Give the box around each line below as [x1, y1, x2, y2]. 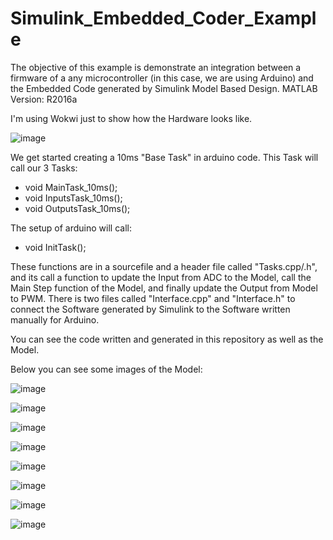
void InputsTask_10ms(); [24, 192, 123, 204]
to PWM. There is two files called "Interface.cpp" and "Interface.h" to [10, 292, 296, 304]
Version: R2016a [10, 93, 78, 105]
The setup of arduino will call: [10, 222, 132, 234]
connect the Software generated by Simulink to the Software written [10, 303, 291, 315]
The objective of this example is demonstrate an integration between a [10, 61, 302, 73]
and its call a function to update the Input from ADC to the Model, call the [10, 271, 312, 283]
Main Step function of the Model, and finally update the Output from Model [10, 282, 318, 294]
